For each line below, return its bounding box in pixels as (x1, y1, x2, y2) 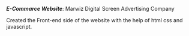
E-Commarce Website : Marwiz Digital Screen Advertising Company (6, 5, 175, 12)
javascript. (6, 23, 32, 30)
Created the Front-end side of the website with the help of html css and (6, 17, 183, 23)
